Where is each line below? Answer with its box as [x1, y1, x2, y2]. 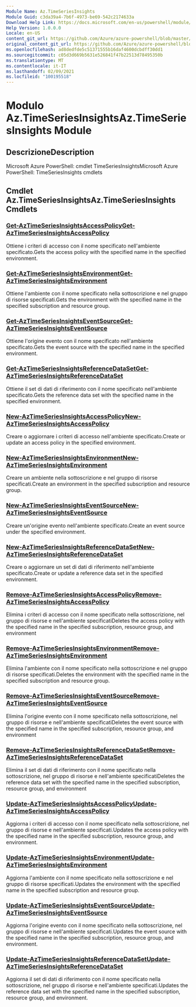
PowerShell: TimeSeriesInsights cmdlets [6, 169, 103, 176]
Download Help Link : [6, 19, 57, 25]
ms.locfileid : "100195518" [6, 74, 72, 80]
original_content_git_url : [6, 42, 72, 47]
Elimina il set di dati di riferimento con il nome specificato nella [6, 767, 156, 774]
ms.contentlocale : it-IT [6, 63, 66, 69]
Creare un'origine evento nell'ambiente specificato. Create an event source [6, 522, 185, 529]
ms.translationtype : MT [6, 57, 64, 63]
